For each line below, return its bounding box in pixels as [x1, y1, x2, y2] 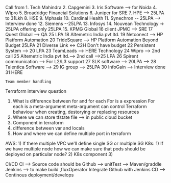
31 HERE [5, 69, 23, 75]
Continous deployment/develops [5, 172, 74, 178]
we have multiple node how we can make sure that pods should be [5, 146, 146, 152]
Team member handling [5, 79, 52, 84]
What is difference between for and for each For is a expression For [12, 98, 155, 104]
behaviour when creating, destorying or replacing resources [12, 109, 139, 115]
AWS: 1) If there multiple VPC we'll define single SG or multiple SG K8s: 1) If [5, 140, 163, 146]
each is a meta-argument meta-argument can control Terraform [12, 103, 147, 109]
